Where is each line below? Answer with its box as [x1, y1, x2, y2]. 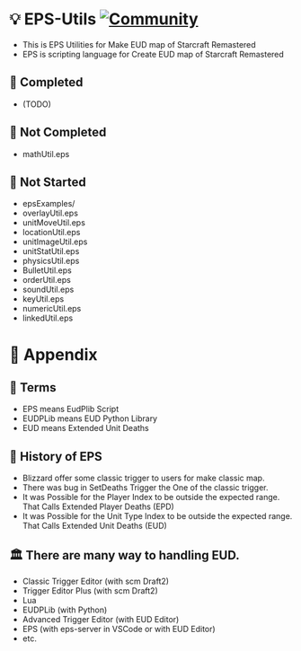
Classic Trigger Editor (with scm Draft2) [22, 576, 169, 586]
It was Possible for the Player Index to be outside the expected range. [22, 492, 280, 503]
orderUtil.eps [22, 275, 72, 286]
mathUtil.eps [22, 148, 70, 159]
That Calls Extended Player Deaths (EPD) [22, 501, 175, 512]
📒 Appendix [9, 344, 98, 365]
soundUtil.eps [22, 284, 75, 295]
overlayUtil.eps [22, 207, 79, 219]
